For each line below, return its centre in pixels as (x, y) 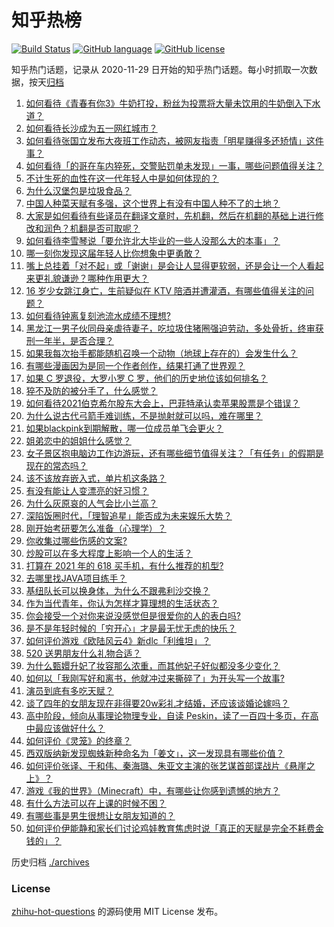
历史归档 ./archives (50, 862)
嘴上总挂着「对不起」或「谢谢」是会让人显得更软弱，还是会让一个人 (166, 265)
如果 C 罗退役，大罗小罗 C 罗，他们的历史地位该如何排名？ (146, 378)
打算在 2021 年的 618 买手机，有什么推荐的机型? (124, 565)
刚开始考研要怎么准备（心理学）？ (96, 528)
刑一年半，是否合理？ (69, 340)
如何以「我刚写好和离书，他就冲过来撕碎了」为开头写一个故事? (155, 678)
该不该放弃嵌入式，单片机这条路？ (96, 478)
